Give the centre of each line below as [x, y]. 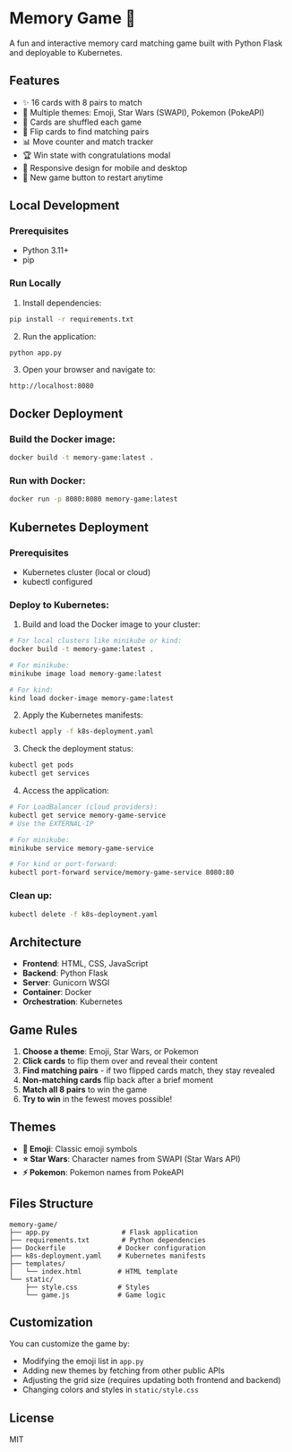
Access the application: [65, 791]
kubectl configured [57, 581]
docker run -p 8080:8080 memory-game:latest [94, 499]
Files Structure [52, 1204]
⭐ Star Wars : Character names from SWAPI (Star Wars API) [131, 1158]
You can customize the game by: [69, 1344]
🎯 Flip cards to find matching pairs [86, 131]
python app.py [36, 353]
